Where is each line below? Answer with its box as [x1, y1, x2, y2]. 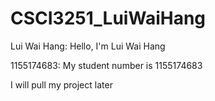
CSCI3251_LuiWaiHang [10, 7, 207, 30]
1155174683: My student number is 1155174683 [10, 59, 203, 71]
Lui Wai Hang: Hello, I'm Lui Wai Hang [10, 40, 166, 52]
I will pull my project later [10, 78, 113, 91]
